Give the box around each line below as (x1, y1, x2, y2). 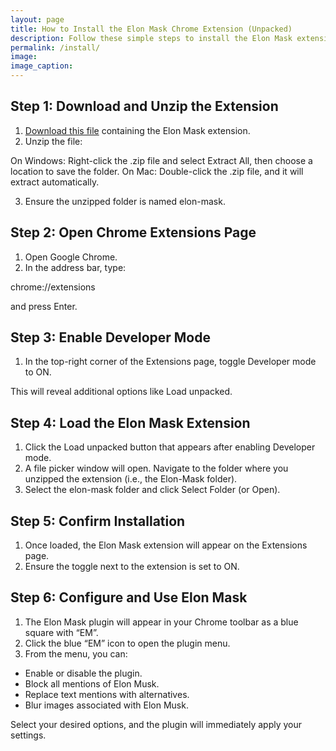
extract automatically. (10, 176, 100, 188)
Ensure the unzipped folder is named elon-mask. (24, 195, 226, 207)
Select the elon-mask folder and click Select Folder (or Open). (24, 484, 281, 496)
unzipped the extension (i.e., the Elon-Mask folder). (24, 473, 238, 485)
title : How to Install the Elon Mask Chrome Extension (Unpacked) (10, 24, 293, 34)
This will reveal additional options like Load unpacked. (10, 386, 233, 398)
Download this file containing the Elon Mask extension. (24, 124, 251, 136)
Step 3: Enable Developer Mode (10, 329, 211, 346)
